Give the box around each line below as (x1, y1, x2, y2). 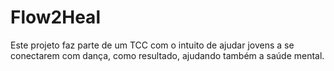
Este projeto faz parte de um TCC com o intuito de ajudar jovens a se (10, 39, 295, 51)
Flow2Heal (10, 6, 101, 29)
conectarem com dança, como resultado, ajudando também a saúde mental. (10, 49, 325, 61)
